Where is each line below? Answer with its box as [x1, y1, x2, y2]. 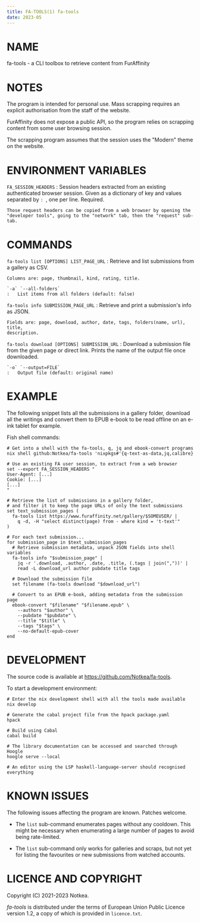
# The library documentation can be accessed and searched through [7, 743, 178, 750]
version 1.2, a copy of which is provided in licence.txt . [7, 910, 142, 917]
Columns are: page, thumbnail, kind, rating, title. [7, 275, 140, 281]
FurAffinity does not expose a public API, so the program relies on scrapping [7, 118, 194, 125]
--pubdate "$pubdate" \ [17, 613, 77, 619]
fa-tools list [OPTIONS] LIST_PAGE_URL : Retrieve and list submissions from [7, 257, 194, 265]
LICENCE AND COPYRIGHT [7, 872, 142, 886]
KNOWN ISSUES [7, 789, 89, 803]
